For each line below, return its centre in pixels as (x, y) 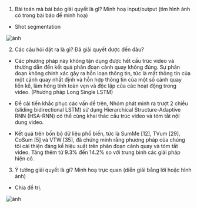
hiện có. (24, 158)
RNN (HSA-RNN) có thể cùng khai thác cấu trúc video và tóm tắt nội (97, 116)
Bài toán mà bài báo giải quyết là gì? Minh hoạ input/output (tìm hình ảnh (102, 9)
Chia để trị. (28, 187)
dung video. (29, 122)
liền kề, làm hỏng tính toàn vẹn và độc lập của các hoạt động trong (95, 86)
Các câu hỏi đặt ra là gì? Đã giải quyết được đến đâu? (79, 49)
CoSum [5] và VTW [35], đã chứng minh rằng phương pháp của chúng (100, 140)
